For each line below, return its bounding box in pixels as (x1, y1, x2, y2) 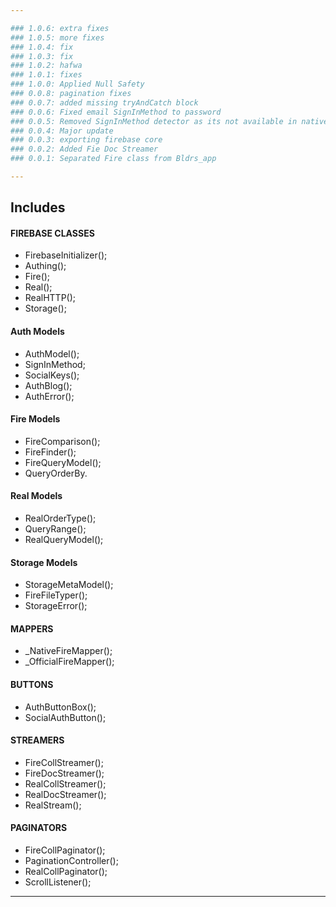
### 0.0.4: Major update (10, 126, 114, 136)
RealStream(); (24, 799, 82, 811)
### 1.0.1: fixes (10, 70, 83, 80)
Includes (10, 199, 66, 216)
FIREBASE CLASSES (10, 227, 95, 239)
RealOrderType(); (24, 512, 97, 525)
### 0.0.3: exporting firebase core (10, 135, 163, 145)
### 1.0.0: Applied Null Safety (10, 79, 145, 90)
